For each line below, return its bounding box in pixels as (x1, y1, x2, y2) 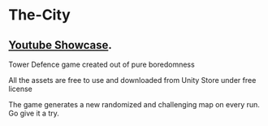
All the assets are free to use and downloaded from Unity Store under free (8, 76, 257, 85)
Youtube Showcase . (8, 38, 112, 52)
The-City (8, 6, 71, 24)
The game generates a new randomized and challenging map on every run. (8, 100, 260, 109)
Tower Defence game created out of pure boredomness (8, 59, 195, 69)
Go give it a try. (8, 108, 59, 118)
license (8, 84, 32, 93)
